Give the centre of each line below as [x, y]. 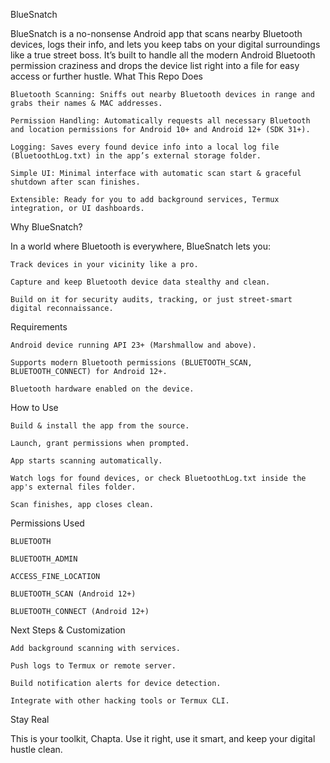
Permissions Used [47, 523]
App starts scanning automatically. [86, 461]
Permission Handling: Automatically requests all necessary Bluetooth [160, 121]
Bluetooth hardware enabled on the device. [102, 389]
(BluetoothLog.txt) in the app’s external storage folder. [136, 156]
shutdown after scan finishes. [75, 182]
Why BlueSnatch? [46, 227]
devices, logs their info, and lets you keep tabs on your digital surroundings [165, 44]
